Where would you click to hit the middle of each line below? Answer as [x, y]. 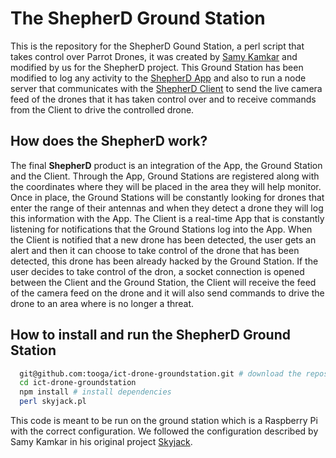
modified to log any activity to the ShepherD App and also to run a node [158, 78]
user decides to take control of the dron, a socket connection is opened [157, 271]
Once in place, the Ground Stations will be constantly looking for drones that [167, 197]
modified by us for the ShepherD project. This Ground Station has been [157, 67]
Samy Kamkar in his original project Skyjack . [101, 442]
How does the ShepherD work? [109, 141]
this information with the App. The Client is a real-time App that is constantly [167, 218]
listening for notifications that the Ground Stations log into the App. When [161, 229]
